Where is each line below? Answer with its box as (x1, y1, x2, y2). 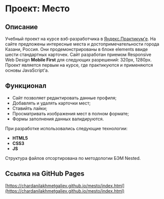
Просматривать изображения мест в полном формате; (12, 110, 129, 116)
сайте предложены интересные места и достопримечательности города (5, 41, 160, 47)
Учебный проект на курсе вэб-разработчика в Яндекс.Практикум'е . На (5, 36, 156, 42)
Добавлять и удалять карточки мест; (12, 100, 91, 106)
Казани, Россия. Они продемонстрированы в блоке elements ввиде (5, 47, 148, 52)
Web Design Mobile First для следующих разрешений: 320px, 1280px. (5, 57, 152, 62)
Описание (5, 23, 38, 31)
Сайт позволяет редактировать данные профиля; (12, 95, 117, 100)
